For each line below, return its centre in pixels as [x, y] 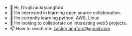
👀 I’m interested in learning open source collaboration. [65, 13]
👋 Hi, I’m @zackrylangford [37, 8]
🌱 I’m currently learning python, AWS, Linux [55, 18]
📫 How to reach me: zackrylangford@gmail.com [60, 28]
